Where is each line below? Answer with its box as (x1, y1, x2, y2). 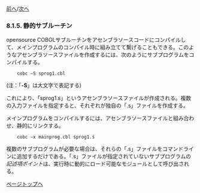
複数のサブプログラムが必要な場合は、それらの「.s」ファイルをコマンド (6, 145, 184, 152)
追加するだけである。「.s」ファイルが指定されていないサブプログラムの (16, 153, 192, 160)
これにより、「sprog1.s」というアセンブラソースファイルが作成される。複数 (6, 94, 192, 102)
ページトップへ (6, 180, 43, 188)
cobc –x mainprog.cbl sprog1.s (17, 134, 95, 140)
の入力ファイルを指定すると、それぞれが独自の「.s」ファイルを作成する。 (6, 102, 189, 109)
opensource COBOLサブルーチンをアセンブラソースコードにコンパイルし (6, 36, 186, 44)
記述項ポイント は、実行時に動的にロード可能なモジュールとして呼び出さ (6, 160, 184, 167)
